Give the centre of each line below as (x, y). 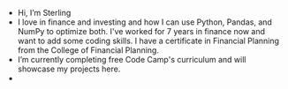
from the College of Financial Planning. (88, 50)
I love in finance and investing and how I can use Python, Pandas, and (144, 22)
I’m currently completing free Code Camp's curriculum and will (132, 59)
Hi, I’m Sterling (44, 13)
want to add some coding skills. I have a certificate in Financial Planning (148, 41)
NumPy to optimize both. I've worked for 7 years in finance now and (141, 31)
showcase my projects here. (69, 69)
